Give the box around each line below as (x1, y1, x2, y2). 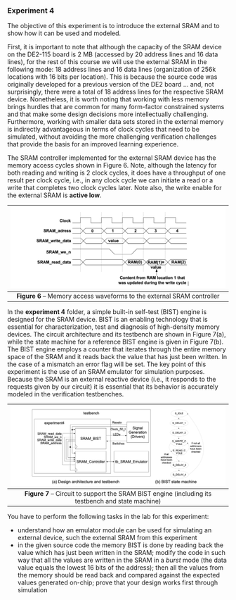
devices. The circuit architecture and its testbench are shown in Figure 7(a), (7, 330, 226, 338)
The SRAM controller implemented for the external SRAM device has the (7, 154, 216, 162)
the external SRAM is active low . (7, 191, 102, 199)
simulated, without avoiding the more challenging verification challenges (7, 132, 217, 141)
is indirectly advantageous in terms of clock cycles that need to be (7, 125, 200, 134)
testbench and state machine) (74, 496, 162, 505)
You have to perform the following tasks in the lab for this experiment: (7, 513, 209, 521)
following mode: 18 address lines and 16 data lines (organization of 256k (7, 65, 216, 74)
